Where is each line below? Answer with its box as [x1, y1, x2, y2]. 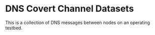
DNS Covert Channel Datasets [5, 3, 134, 14]
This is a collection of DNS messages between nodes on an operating [5, 19, 150, 25]
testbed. [5, 24, 23, 30]
